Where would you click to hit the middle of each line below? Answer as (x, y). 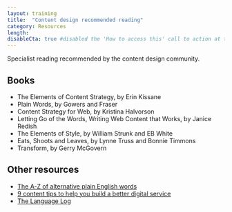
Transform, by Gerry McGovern (62, 148)
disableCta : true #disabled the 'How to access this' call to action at (114, 39)
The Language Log (44, 201)
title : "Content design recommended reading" (75, 20)
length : (18, 33)
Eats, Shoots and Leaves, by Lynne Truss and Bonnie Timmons (106, 140)
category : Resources (37, 26)
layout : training (32, 13)
